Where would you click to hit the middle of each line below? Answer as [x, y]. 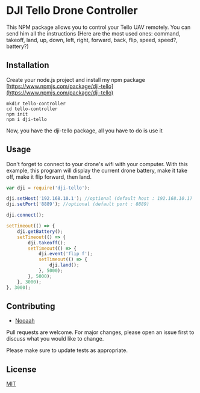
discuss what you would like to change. [55, 339]
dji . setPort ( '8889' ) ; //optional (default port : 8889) [78, 204]
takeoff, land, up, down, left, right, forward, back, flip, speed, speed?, [92, 40]
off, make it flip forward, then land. [49, 177]
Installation [28, 65]
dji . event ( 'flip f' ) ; [66, 254]
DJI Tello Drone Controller [72, 11]
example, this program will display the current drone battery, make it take [97, 170]
